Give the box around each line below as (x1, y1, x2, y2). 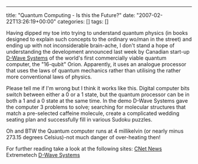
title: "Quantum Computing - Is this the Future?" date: (6, 12, 136, 18)
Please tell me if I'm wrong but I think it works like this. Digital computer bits (6, 85, 190, 91)
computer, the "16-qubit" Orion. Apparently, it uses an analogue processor (6, 61, 187, 68)
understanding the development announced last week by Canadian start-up (6, 48, 190, 55)
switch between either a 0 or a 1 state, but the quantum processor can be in (6, 91, 190, 98)
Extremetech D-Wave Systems (6, 152, 81, 158)
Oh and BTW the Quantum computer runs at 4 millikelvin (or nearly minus (6, 127, 184, 135)
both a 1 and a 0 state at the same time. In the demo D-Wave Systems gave (6, 97, 189, 104)
